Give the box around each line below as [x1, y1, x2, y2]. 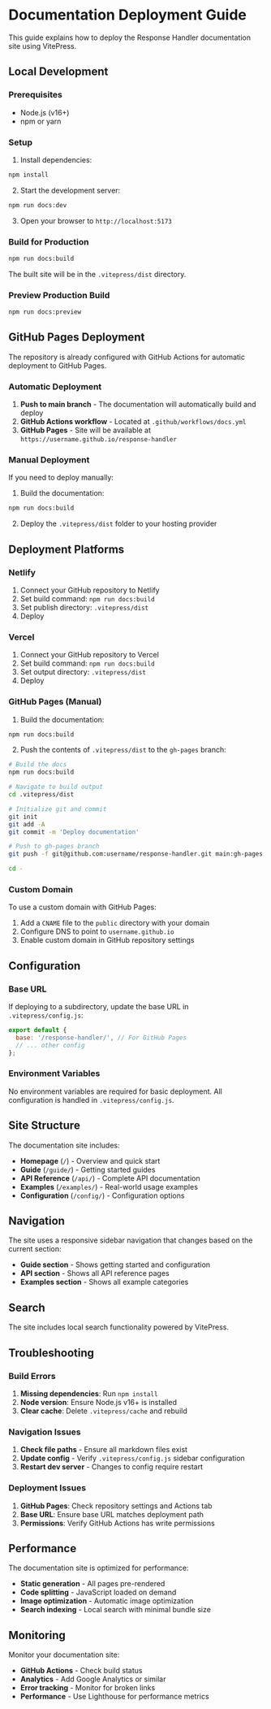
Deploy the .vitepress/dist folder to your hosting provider [19, 518, 217, 529]
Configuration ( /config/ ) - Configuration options [19, 1191, 185, 1200]
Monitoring [8, 1628, 67, 1642]
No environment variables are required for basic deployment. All [8, 1087, 223, 1096]
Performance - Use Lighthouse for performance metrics [19, 1692, 209, 1702]
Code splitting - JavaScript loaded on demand [19, 1587, 177, 1598]
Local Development [8, 65, 109, 79]
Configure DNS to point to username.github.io [19, 926, 174, 936]
